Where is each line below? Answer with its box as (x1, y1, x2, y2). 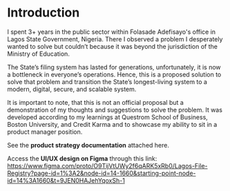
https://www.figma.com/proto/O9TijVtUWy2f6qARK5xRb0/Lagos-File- (7, 161, 209, 170)
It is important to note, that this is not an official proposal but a (7, 98, 184, 106)
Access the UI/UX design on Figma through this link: (7, 154, 157, 163)
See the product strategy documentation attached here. (7, 141, 169, 149)
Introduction (7, 5, 80, 21)
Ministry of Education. (7, 50, 70, 58)
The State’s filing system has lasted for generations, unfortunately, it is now (7, 63, 221, 71)
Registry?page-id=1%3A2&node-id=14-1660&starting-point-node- (7, 169, 196, 177)
